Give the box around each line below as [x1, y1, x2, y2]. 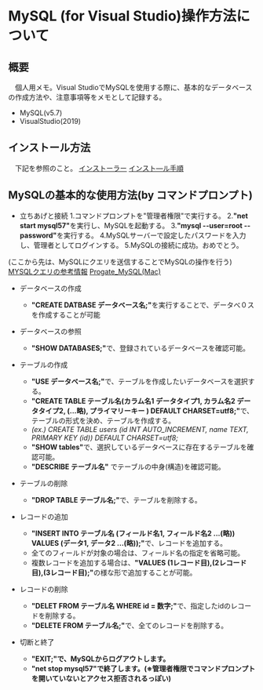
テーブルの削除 [19, 478, 68, 488]
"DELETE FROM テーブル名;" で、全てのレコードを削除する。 [31, 620, 228, 630]
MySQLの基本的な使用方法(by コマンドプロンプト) [8, 189, 254, 202]
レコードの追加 [19, 511, 68, 521]
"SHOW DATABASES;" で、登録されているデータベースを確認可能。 [31, 343, 250, 353]
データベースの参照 [19, 326, 82, 336]
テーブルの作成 [19, 360, 68, 369]
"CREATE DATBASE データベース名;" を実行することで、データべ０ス [31, 300, 255, 310]
